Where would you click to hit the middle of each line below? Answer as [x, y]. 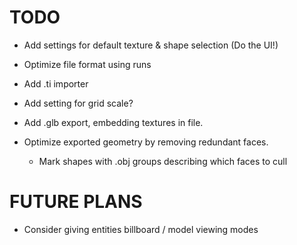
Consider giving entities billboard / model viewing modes [141, 229]
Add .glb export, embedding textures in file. [113, 122]
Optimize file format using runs [87, 64]
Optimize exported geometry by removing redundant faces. [146, 142]
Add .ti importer [56, 83]
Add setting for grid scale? [78, 103]
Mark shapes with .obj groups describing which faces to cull [163, 161]
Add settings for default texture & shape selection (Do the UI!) [151, 45]
